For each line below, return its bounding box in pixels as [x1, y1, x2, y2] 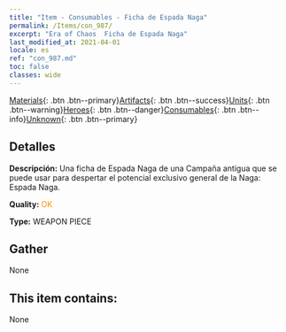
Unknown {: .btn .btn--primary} [26, 113, 138, 124]
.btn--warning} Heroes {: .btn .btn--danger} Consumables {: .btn [9, 104, 236, 115]
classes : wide [9, 71, 62, 80]
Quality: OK [9, 198, 53, 209]
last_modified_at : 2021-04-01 [9, 37, 121, 47]
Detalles [9, 139, 56, 155]
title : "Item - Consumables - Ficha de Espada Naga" [9, 12, 208, 22]
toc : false [9, 63, 50, 72]
